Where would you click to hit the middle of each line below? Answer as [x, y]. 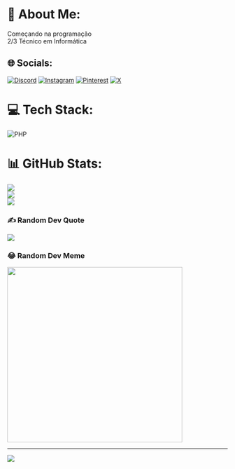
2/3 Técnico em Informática [47, 41]
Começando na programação [50, 34]
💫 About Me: [44, 14]
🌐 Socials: [30, 63]
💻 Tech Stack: [50, 110]
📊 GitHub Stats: [55, 163]
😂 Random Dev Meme [46, 255]
